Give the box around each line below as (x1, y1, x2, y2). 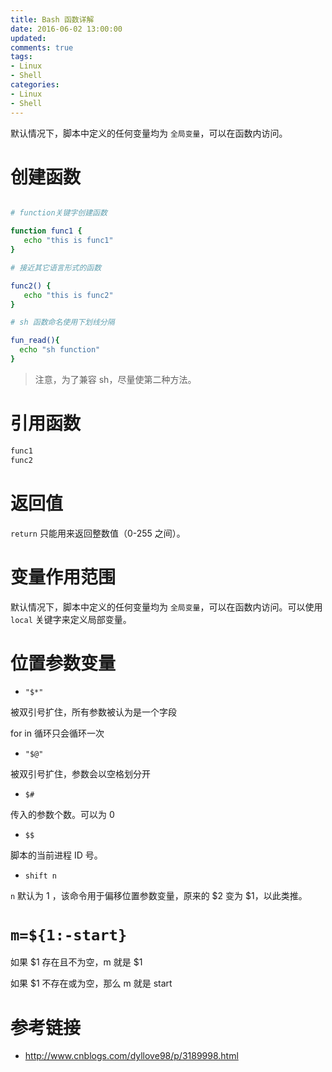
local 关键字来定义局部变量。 (10, 613, 132, 625)
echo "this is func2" (23, 290, 114, 300)
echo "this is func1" (23, 236, 114, 246)
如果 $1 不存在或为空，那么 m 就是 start (10, 977, 173, 990)
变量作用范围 (10, 566, 117, 588)
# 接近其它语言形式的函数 (10, 262, 102, 273)
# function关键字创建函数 (10, 208, 108, 218)
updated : (10, 33, 47, 43)
